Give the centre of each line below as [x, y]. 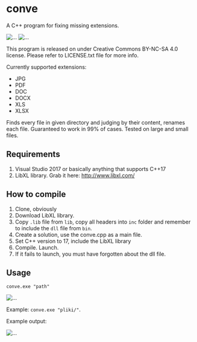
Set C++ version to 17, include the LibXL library [73, 241]
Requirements [33, 154]
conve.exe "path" [28, 287]
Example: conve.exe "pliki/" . [44, 309]
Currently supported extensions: [46, 67]
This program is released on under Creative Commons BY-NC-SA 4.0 [92, 49]
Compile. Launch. [37, 247]
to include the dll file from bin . [53, 228]
